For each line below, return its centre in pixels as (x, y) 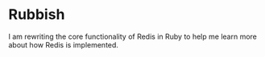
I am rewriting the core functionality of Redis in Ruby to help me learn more (133, 36)
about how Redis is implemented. (64, 44)
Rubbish (37, 15)
